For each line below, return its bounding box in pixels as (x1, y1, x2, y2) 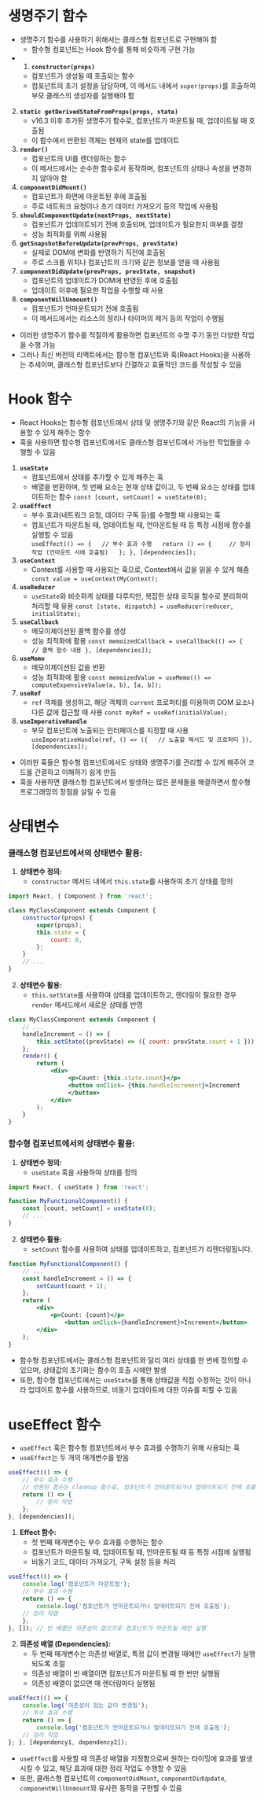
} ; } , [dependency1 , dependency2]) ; (8, 1738, 128, 1747)
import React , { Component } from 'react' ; (8, 892, 153, 901)
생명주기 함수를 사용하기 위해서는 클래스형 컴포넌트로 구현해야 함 (19, 35, 218, 44)
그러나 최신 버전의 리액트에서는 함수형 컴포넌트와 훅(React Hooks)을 (19, 349, 230, 359)
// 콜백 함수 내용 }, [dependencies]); (31, 646, 152, 654)
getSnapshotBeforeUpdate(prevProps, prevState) (19, 239, 178, 248)
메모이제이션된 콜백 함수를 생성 (31, 626, 126, 636)
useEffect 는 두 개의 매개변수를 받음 (19, 1453, 130, 1462)
